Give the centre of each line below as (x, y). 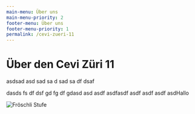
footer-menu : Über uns (35, 23)
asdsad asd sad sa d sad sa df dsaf (51, 81)
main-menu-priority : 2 (35, 18)
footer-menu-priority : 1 (38, 29)
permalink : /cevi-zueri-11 (40, 35)
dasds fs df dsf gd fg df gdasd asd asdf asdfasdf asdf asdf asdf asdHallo (98, 93)
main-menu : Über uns (32, 12)
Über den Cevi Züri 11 (61, 65)
